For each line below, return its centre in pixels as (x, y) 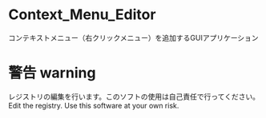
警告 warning (52, 73)
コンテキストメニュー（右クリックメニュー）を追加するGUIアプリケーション (133, 37)
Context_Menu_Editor (82, 15)
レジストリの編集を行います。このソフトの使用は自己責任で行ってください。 (134, 96)
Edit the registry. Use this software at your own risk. (94, 105)
